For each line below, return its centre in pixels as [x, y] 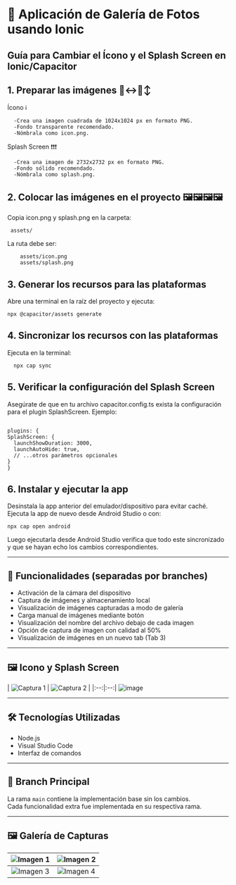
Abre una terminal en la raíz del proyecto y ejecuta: [81, 302]
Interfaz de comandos [50, 753]
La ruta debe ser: [32, 244]
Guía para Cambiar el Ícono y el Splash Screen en [117, 55]
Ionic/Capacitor [42, 66]
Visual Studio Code [45, 745]
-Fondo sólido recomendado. [55, 168]
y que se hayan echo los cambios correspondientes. [83, 547]
